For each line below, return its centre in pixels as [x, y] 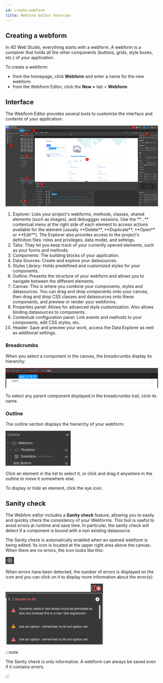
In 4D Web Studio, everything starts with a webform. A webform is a [73, 47]
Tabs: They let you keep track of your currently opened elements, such [83, 245]
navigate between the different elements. [53, 281]
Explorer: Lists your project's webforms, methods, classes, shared [78, 214]
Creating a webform [36, 36]
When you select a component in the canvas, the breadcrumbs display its [79, 356]
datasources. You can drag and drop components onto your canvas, [81, 292]
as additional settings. [34, 333]
